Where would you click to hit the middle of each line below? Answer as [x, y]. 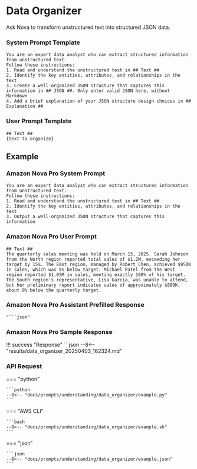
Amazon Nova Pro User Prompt [52, 237]
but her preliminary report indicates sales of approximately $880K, [93, 285]
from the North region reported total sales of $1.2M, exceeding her [93, 259]
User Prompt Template [39, 121]
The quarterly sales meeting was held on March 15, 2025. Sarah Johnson [97, 254]
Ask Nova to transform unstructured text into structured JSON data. [88, 27]
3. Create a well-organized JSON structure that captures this [86, 86]
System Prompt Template [43, 42]
